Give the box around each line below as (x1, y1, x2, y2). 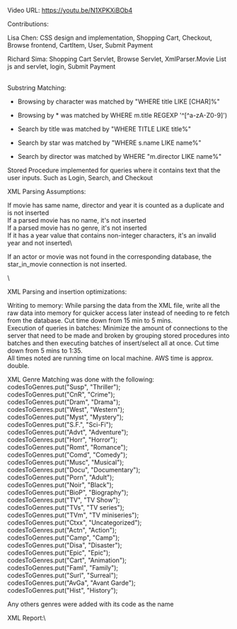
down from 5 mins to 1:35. (7, 347, 83, 355)
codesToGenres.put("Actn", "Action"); (7, 526, 117, 534)
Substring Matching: (7, 84, 67, 91)
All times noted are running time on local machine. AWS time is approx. (7, 354, 214, 362)
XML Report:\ (7, 613, 46, 622)
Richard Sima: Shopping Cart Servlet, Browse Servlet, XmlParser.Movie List (7, 55, 226, 63)
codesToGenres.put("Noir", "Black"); (7, 481, 114, 489)
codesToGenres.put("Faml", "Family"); (7, 564, 119, 572)
